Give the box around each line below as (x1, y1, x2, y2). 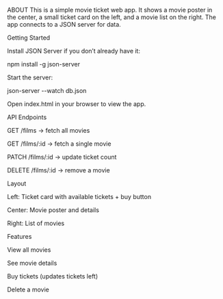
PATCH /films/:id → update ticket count (7, 153, 117, 161)
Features (7, 233, 32, 240)
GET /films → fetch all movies (7, 127, 90, 134)
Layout (7, 179, 27, 187)
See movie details (7, 259, 57, 267)
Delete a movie (7, 285, 49, 294)
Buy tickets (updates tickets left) (7, 272, 99, 280)
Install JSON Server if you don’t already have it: (7, 47, 140, 55)
